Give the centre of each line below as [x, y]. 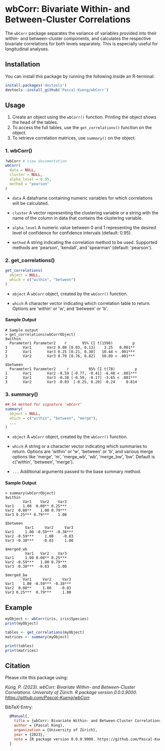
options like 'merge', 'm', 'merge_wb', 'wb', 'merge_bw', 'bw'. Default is [83, 457]
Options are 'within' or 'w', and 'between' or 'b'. [60, 308]
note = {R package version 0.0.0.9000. [55, 739]
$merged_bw [16, 575]
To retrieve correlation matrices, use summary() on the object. [74, 138]
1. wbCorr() [19, 151]
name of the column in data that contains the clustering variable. [77, 218]
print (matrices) [22, 650]
